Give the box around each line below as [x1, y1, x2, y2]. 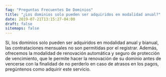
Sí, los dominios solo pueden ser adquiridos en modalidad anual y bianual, [5, 39, 159, 45]
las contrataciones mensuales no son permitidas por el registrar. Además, [5, 45, 158, 51]
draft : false [5, 21, 33, 26]
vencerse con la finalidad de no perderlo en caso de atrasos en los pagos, [5, 61, 159, 67]
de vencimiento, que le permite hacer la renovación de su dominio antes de [5, 55, 161, 61]
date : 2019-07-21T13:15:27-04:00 [5, 16, 75, 21]
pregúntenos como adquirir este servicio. [5, 66, 91, 72]
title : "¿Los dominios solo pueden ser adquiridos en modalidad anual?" [5, 12, 161, 17]
